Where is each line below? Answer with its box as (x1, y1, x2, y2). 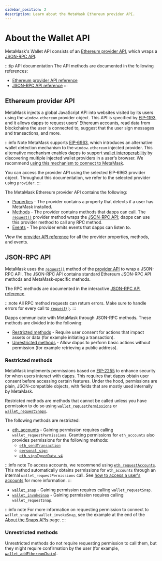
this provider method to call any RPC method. (12, 219, 103, 225)
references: (5, 68, 28, 74)
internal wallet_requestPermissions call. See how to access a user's (5, 472, 141, 478)
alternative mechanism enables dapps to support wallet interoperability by (5, 150, 153, 156)
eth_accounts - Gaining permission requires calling (12, 427, 114, 433)
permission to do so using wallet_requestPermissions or (5, 403, 118, 409)
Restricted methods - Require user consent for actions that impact (12, 329, 144, 335)
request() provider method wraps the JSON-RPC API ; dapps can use (12, 214, 150, 220)
